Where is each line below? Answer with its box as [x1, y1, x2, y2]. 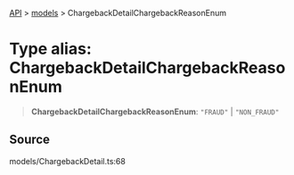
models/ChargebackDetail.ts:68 [9, 155, 127, 166]
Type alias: [9, 39, 92, 59]
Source [9, 132, 51, 147]
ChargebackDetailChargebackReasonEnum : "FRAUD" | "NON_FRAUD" [30, 106, 280, 117]
